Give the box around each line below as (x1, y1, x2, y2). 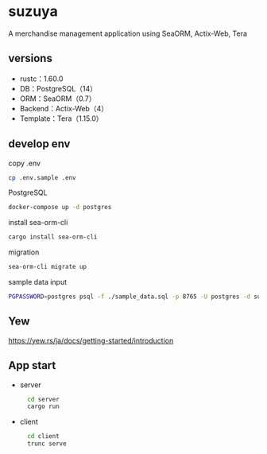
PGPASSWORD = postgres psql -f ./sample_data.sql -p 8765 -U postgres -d (8, 293, 250, 301)
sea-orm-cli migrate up (8, 263, 87, 271)
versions (8, 52, 53, 65)
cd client (27, 433, 60, 440)
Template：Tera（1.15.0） (19, 114, 103, 123)
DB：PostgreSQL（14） (19, 83, 98, 93)
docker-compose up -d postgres (8, 204, 112, 211)
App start (8, 359, 56, 372)
